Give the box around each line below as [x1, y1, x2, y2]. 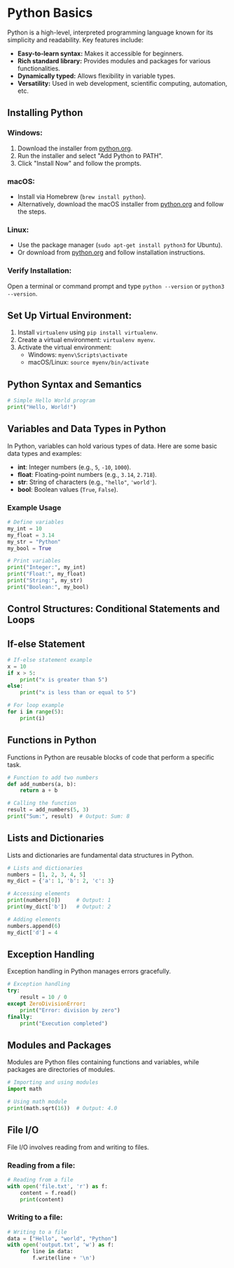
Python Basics [7, 5, 93, 21]
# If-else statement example [7, 656, 92, 663]
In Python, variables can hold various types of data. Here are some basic [7, 441, 217, 450]
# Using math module [7, 1098, 68, 1106]
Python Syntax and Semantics [7, 378, 142, 391]
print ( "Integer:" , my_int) [7, 564, 86, 571]
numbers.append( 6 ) [7, 922, 61, 929]
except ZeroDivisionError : [7, 1000, 86, 1007]
